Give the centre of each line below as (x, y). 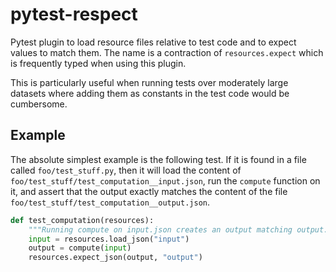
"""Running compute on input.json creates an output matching (160, 229)
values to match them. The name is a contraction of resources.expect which (167, 52)
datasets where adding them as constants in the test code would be (150, 93)
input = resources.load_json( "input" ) (109, 239)
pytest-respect (74, 14)
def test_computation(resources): (82, 220)
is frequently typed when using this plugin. (98, 63)
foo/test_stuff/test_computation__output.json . (110, 202)
